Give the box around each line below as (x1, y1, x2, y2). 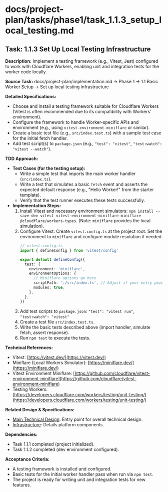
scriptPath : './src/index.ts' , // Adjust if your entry (33, 280, 152, 285)
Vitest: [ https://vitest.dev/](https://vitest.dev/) (12, 354, 106, 360)
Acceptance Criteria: (5, 456, 50, 462)
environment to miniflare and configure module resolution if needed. (19, 234, 163, 239)
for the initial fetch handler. (12, 135, 68, 141)
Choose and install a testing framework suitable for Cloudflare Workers (12, 103, 159, 109)
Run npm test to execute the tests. (19, 335, 91, 341)
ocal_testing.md (5, 25, 74, 36)
